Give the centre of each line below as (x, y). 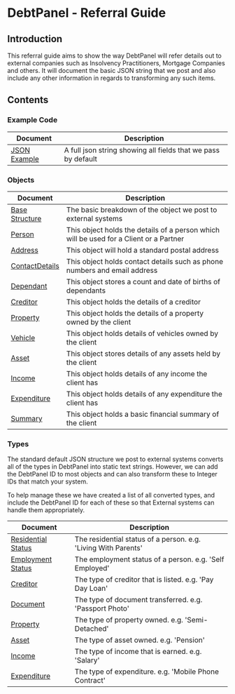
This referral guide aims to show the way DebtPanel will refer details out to (115, 55)
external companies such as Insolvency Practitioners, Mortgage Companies (116, 63)
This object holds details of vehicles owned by (142, 333)
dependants (86, 291)
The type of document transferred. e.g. (138, 600)
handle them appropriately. (46, 510)
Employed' (92, 568)
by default (81, 159)
